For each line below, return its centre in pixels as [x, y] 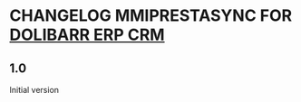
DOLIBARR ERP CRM [87, 35]
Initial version [34, 90]
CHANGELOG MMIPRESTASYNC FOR [151, 16]
